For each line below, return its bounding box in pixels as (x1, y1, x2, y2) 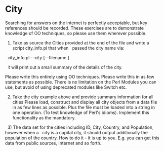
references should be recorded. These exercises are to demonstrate (5, 25, 144, 31)
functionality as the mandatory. (12, 114, 76, 120)
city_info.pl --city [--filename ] (7, 54, 70, 60)
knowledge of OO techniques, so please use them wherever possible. (5, 30, 147, 36)
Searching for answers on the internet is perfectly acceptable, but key (5, 20, 148, 26)
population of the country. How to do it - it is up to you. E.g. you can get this (5, 135, 160, 141)
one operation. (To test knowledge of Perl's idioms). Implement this (12, 110, 150, 115)
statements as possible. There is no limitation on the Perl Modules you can (5, 79, 157, 85)
